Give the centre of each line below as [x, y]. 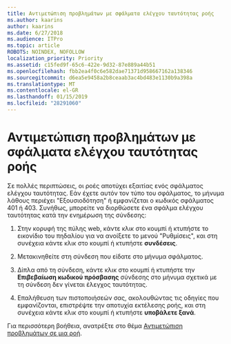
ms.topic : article [33, 45]
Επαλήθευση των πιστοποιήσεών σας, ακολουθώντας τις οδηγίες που [118, 298]
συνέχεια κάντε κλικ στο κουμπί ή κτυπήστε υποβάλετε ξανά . [107, 312]
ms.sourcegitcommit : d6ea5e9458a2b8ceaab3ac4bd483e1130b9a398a [100, 78]
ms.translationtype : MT [41, 84]
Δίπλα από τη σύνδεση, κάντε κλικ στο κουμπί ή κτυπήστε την [106, 270]
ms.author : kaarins [35, 20]
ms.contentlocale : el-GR [43, 90]
